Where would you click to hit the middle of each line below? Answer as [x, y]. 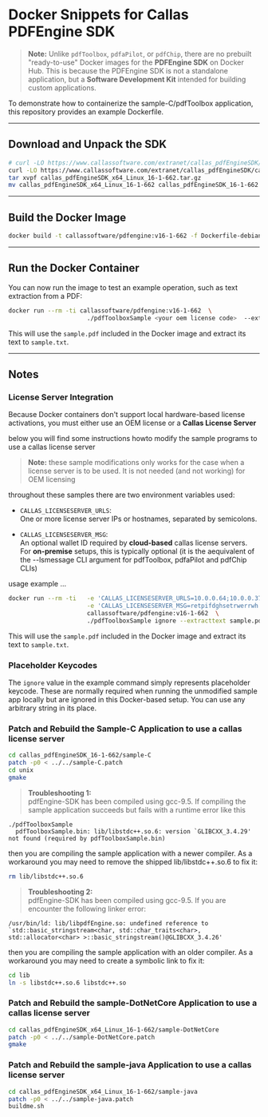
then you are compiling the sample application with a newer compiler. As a [130, 853]
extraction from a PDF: [45, 296]
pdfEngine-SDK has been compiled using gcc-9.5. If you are [127, 900]
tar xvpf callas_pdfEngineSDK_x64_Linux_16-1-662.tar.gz [105, 177]
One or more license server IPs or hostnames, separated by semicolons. [138, 519]
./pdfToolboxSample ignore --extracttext [156, 621]
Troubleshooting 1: [59, 793]
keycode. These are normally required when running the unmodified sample [133, 691]
